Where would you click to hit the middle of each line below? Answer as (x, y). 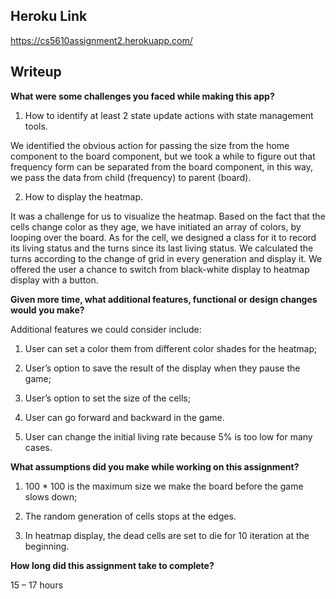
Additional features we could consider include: (106, 329)
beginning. (47, 546)
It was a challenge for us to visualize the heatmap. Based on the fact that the (168, 216)
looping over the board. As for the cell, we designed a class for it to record (163, 237)
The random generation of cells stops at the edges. (130, 516)
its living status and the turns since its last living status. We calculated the (162, 248)
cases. (38, 447)
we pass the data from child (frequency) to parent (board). (131, 177)
